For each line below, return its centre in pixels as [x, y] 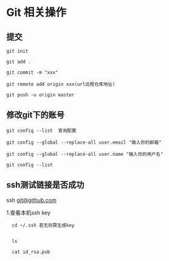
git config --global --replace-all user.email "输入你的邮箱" [84, 142]
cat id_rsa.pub [31, 252]
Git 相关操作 [36, 12]
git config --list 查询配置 [41, 130]
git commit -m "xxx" [33, 72]
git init [17, 51]
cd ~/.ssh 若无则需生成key [43, 225]
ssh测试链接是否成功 [45, 185]
